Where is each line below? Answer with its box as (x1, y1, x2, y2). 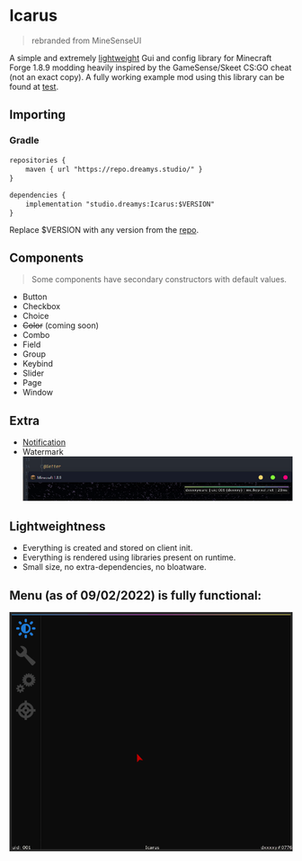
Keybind (22, 359, 54, 369)
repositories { (9, 155, 67, 164)
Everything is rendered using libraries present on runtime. (22, 552, 236, 563)
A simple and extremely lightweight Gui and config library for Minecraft (9, 52, 272, 63)
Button (22, 291, 48, 302)
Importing (9, 107, 66, 122)
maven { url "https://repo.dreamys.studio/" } (25, 164, 203, 173)
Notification (22, 437, 66, 448)
